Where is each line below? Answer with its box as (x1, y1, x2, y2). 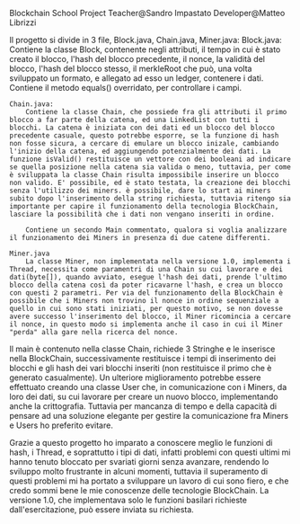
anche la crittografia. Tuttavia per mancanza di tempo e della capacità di (9, 401, 277, 412)
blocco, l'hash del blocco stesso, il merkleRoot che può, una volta (9, 63, 252, 74)
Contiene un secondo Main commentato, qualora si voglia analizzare (25, 226, 287, 235)
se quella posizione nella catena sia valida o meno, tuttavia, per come (9, 163, 292, 172)
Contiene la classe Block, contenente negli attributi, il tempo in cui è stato (9, 44, 281, 55)
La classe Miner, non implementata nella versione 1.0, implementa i (25, 257, 292, 266)
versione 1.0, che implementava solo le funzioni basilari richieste (9, 494, 247, 505)
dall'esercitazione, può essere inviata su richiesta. (9, 504, 195, 515)
